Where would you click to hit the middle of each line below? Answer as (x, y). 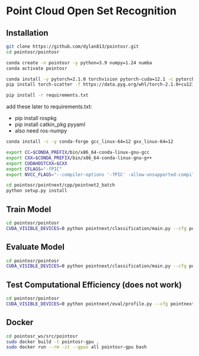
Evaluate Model (36, 247)
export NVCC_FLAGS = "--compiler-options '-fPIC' (66, 174)
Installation (27, 33)
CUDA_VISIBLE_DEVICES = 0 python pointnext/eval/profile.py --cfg (87, 304)
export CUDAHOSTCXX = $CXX (37, 163)
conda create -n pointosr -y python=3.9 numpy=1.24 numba (79, 63)
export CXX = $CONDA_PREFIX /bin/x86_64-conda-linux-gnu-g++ (79, 158)
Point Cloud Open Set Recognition (91, 11)
